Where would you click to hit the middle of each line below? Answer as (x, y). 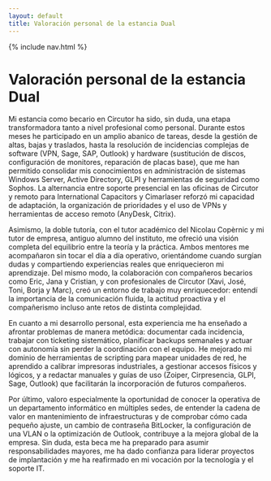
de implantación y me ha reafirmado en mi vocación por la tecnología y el (131, 460)
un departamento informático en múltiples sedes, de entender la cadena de (135, 408)
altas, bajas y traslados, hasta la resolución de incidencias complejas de (129, 145)
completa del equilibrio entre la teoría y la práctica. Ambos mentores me (129, 247)
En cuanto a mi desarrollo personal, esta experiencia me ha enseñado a (128, 323)
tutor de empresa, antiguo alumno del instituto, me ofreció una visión (124, 238)
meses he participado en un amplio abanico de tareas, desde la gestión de (133, 136)
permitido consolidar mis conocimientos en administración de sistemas (127, 171)
